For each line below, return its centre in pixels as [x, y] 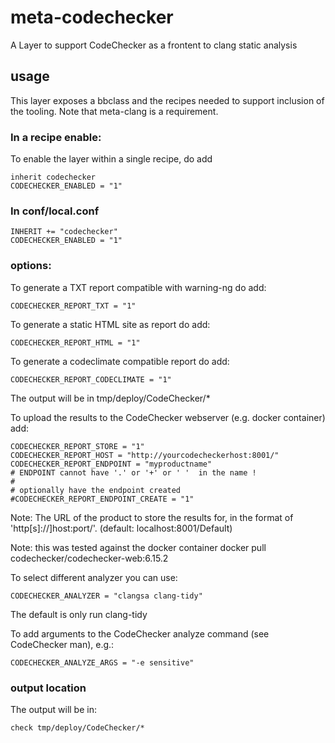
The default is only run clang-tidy [79, 614]
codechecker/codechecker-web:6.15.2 [89, 558]
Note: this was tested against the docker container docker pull [138, 547]
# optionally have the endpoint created [96, 490]
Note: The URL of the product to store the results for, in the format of [152, 517]
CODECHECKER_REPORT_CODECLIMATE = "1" [91, 379]
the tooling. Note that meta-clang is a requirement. [114, 111]
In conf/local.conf [55, 211]
